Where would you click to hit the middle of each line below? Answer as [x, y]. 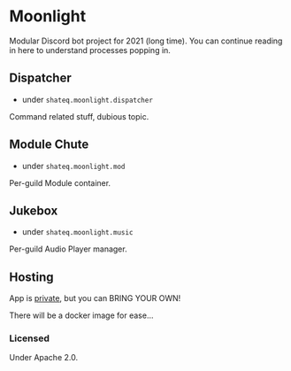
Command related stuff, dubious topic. [79, 116]
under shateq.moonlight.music [77, 232]
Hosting [32, 277]
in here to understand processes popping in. [90, 50]
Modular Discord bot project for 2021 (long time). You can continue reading [146, 41]
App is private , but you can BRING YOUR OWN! [95, 298]
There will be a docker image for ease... [81, 315]
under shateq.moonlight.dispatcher [87, 99]
